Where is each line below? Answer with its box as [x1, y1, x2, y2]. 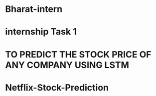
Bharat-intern [5, 3, 63, 15]
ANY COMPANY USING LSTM [5, 59, 130, 70]
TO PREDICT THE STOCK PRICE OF [5, 48, 152, 60]
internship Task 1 [5, 26, 77, 38]
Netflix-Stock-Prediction [5, 82, 109, 93]
